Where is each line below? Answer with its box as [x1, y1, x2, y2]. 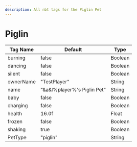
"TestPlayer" [40, 78, 69, 85]
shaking [7, 126, 26, 133]
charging [7, 102, 28, 109]
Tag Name [9, 46, 34, 53]
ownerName [7, 78, 36, 85]
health [7, 110, 22, 117]
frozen [7, 118, 23, 125]
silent [7, 70, 21, 77]
